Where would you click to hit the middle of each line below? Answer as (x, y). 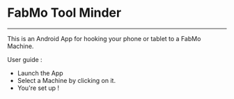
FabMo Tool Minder (64, 13)
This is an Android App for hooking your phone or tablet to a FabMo (104, 38)
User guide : (25, 59)
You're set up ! (38, 88)
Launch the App (40, 73)
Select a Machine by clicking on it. (67, 80)
